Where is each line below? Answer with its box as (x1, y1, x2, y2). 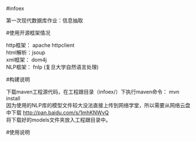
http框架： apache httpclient (6, 42, 75, 48)
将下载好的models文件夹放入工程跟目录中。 (6, 117, 111, 123)
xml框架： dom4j (6, 57, 47, 63)
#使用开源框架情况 (6, 29, 51, 36)
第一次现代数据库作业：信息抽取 (6, 17, 83, 24)
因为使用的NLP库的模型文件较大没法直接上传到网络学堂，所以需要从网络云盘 (6, 102, 191, 108)
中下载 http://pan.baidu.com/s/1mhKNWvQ (6, 109, 109, 116)
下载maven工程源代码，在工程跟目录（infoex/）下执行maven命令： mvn (6, 89, 180, 95)
